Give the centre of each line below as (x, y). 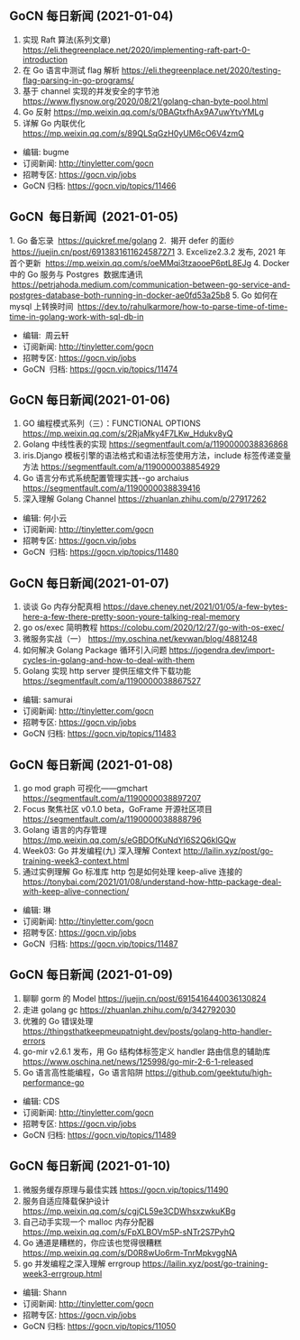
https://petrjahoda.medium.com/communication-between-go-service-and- (151, 284)
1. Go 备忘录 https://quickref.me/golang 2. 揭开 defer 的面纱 (122, 240)
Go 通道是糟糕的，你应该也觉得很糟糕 (92, 1243)
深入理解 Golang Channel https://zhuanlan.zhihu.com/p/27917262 (145, 499)
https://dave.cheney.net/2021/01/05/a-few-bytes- (195, 606)
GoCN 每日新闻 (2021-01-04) (91, 16)
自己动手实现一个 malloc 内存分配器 (88, 1222)
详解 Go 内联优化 (54, 123)
